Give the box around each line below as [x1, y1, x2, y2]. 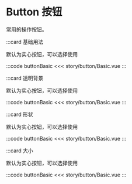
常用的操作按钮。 [6, 26, 47, 33]
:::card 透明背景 [6, 74, 44, 81]
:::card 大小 [6, 147, 33, 154]
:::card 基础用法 [6, 38, 44, 45]
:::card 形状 [6, 111, 33, 118]
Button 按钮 [6, 5, 62, 19]
